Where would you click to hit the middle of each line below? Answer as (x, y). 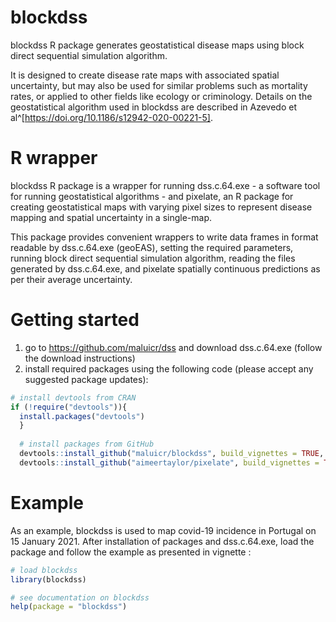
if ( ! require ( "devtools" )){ (69, 407)
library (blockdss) (48, 579)
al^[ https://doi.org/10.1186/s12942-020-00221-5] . (112, 117)
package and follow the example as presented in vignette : (131, 552)
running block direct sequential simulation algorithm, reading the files (153, 258)
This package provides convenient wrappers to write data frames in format (164, 237)
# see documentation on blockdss (80, 597)
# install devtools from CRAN (73, 397)
